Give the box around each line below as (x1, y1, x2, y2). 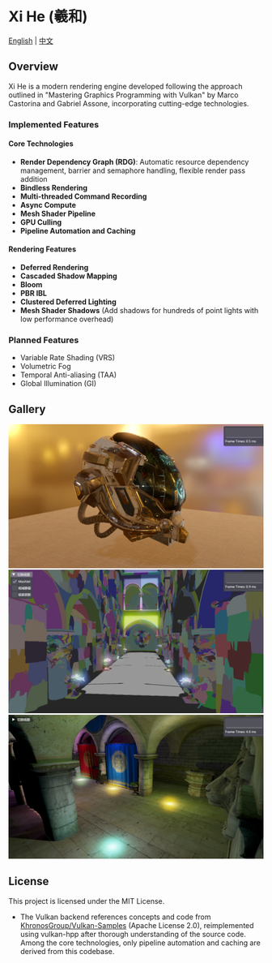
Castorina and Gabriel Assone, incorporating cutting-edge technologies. (8, 98, 249, 108)
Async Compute (19, 200, 77, 209)
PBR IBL (19, 289, 47, 299)
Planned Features (8, 334, 79, 346)
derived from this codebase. (19, 946, 115, 956)
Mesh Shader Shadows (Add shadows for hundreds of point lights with (19, 306, 259, 316)
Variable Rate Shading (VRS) (19, 353, 116, 363)
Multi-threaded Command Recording (19, 191, 147, 201)
